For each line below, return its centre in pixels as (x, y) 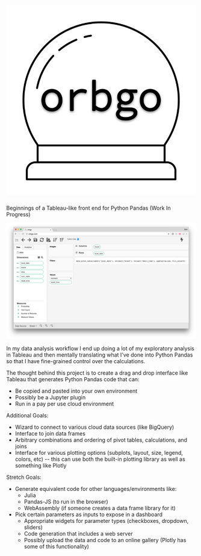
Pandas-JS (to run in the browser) (66, 502)
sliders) (33, 527)
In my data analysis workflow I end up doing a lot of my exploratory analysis (100, 349)
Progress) (19, 214)
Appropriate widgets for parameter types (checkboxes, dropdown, (106, 521)
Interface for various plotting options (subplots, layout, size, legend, (99, 453)
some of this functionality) (56, 546)
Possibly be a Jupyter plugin (50, 398)
